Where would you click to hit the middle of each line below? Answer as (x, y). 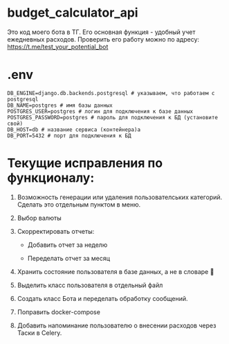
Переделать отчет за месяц (69, 258)
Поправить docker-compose (58, 312)
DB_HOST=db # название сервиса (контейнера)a (74, 130)
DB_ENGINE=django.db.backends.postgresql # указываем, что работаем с (111, 93)
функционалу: (51, 178)
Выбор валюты (39, 218)
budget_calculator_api (73, 13)
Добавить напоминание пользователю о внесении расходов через (117, 325)
